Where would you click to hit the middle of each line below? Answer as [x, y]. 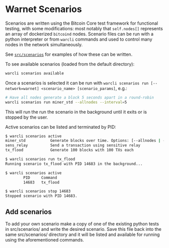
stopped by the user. [27, 117]
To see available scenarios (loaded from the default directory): [70, 64]
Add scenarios [28, 212]
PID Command [40, 178]
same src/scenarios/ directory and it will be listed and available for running [82, 234]
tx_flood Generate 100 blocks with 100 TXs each [70, 150]
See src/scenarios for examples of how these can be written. [69, 54]
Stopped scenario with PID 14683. [41, 196]
